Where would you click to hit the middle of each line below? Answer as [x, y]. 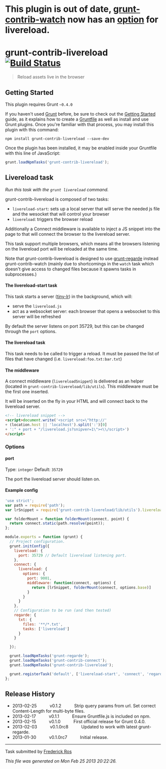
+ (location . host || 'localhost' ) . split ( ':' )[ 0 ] [56, 425]
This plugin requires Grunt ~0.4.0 [39, 104]
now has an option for [113, 20]
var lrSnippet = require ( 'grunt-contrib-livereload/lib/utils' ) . [74, 510]
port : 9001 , [39, 578]
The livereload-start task [31, 286]
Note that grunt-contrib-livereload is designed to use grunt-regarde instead [82, 258]
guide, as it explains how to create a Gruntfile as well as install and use [77, 119]
